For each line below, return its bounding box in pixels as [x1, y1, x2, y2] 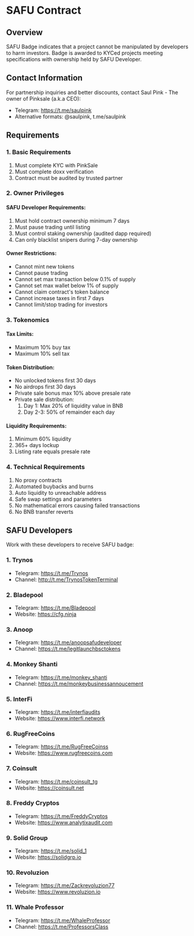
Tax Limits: [6, 330, 34, 338]
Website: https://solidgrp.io [14, 854, 82, 861]
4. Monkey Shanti [6, 660, 58, 669]
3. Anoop [6, 625, 33, 634]
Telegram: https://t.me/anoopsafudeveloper [14, 639, 122, 646]
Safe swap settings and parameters [14, 495, 102, 503]
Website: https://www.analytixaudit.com [14, 819, 113, 826]
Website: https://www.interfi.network [14, 715, 106, 722]
